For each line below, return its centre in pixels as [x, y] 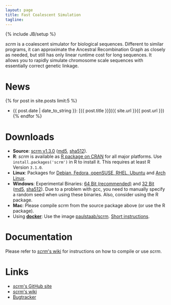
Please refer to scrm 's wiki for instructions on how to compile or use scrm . [84, 251]
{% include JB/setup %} [31, 34]
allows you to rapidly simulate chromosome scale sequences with [75, 60]
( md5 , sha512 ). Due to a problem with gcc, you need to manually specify [89, 189]
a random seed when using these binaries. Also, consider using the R [86, 195]
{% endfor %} [27, 116]
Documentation [39, 237]
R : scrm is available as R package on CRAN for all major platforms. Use [87, 156]
